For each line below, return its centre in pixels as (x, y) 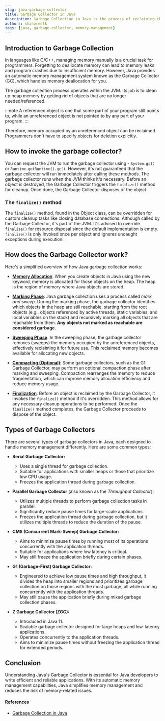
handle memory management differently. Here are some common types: (78, 447)
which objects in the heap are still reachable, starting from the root (80, 307)
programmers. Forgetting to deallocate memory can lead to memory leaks (80, 65)
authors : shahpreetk (26, 23)
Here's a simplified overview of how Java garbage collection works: (74, 267)
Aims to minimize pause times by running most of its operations (84, 541)
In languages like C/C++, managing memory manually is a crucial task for (79, 60)
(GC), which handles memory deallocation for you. (56, 81)
